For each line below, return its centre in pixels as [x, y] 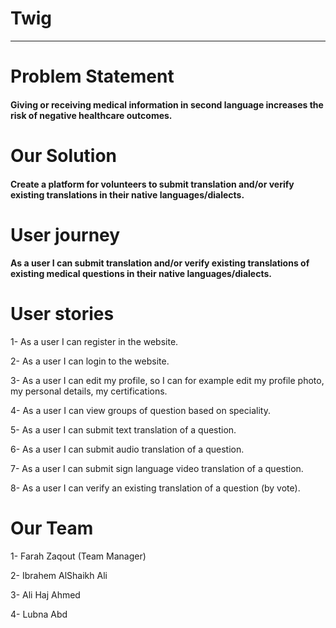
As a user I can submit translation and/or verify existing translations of [160, 263]
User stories [62, 314]
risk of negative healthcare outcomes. [91, 115]
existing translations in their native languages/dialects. [127, 194]
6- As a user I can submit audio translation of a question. [127, 449]
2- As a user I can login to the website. [90, 361]
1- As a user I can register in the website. [94, 342]
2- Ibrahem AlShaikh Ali [59, 576]
